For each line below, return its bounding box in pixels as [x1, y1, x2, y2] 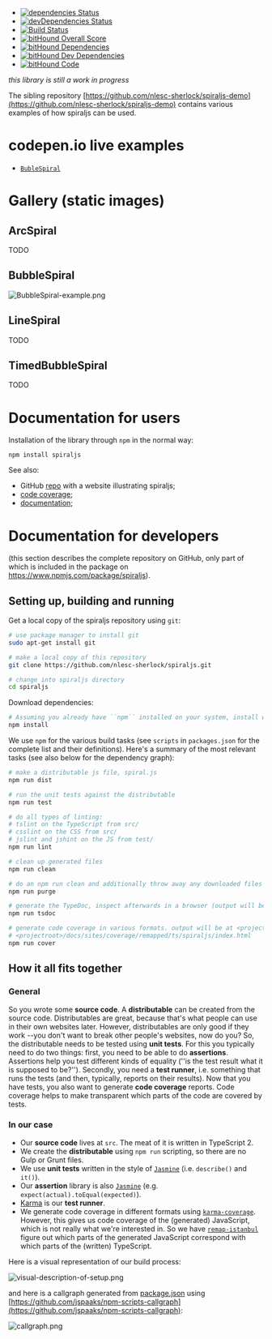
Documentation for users [8, 409, 181, 427]
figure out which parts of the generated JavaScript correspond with [19, 1232, 246, 1242]
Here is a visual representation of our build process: [8, 1256, 181, 1266]
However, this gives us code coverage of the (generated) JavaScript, [19, 1215, 250, 1225]
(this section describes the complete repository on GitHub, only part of [8, 554, 244, 563]
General [8, 986, 40, 997]
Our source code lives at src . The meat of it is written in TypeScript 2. [19, 1137, 253, 1147]
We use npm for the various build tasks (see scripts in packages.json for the [8, 736, 261, 746]
